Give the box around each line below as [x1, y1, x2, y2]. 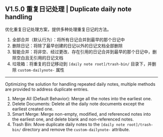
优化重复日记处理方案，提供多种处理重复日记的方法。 [5, 26, 112, 32]
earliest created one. [12, 106, 54, 112]
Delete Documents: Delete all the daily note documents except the [12, 101, 145, 107]
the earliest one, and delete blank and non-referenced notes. [12, 116, 134, 122]
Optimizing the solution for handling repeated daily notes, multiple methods [5, 81, 156, 87]
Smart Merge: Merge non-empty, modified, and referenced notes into [12, 111, 151, 117]
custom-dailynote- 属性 [17, 67, 65, 73]
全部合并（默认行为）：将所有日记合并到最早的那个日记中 [12, 36, 125, 43]
